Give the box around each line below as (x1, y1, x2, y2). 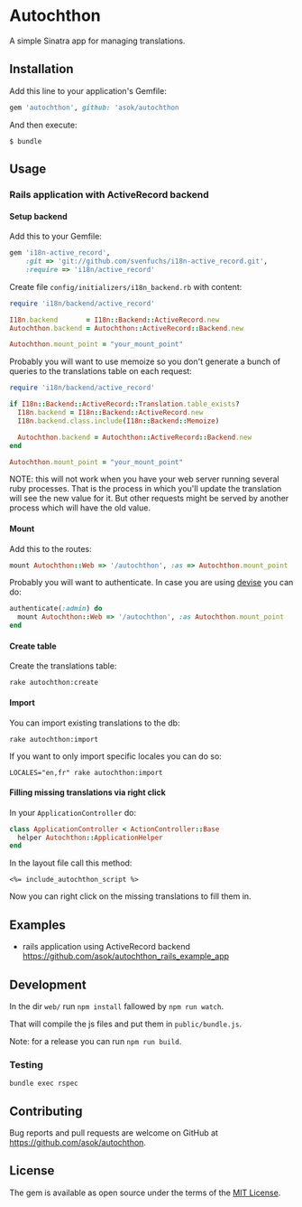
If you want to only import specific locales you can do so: (9, 751, 223, 762)
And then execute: (9, 119, 78, 130)
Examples (9, 917, 66, 932)
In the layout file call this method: (9, 857, 133, 868)
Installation (9, 61, 74, 77)
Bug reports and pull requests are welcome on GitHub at (9, 1127, 219, 1138)
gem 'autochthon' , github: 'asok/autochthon (9, 103, 179, 112)
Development (9, 977, 87, 992)
